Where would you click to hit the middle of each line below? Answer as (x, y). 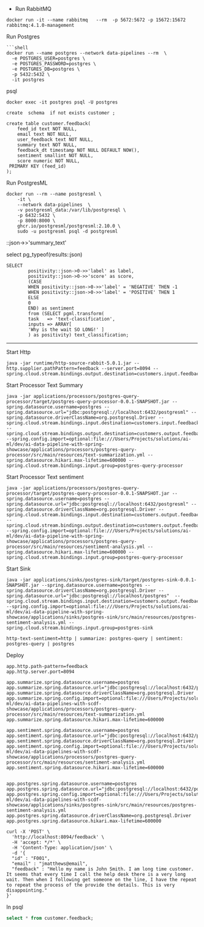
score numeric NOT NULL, (49, 161)
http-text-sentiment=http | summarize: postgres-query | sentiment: (95, 639)
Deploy (15, 655)
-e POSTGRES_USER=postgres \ (49, 59)
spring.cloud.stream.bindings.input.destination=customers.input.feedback (103, 423)
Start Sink (19, 569)
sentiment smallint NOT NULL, (56, 155)
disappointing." (27, 890)
